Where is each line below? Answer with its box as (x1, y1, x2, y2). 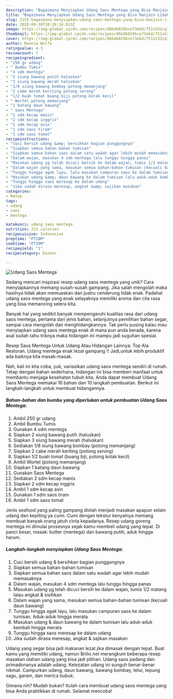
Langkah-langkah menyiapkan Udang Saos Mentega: (6, 546, 124, 552)
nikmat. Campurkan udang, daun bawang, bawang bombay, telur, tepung (6, 667, 161, 673)
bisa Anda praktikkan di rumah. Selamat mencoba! (6, 688, 112, 694)
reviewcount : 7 (6, 50, 39, 55)
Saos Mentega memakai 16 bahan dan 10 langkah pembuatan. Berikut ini (6, 380, 159, 386)
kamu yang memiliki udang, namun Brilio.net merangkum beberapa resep (6, 651, 161, 657)
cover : (6, 36, 20, 42)
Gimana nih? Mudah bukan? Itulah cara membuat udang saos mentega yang (6, 683, 167, 689)
